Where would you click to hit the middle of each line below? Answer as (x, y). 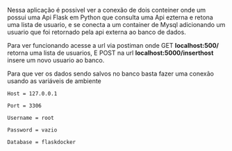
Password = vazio (32, 130)
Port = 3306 (24, 106)
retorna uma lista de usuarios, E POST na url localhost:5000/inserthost (110, 53)
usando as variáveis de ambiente (55, 81)
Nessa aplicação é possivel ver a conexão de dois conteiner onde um (107, 10)
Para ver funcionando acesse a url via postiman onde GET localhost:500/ (113, 45)
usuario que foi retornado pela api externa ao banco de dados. (97, 32)
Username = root (31, 118)
